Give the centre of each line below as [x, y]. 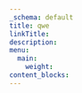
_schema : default [41, 17]
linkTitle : [29, 34]
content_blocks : [39, 75]
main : [28, 58]
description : [33, 42]
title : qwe [29, 26]
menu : [19, 50]
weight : [39, 67]
